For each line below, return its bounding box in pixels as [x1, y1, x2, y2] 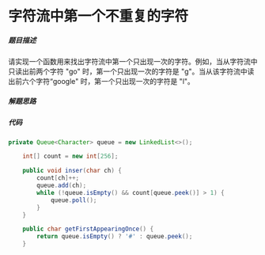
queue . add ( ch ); [36, 181, 87, 189]
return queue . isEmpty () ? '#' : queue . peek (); [36, 233, 193, 241]
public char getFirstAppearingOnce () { [22, 225, 154, 234]
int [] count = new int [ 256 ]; [22, 152, 119, 161]
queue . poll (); [50, 196, 97, 204]
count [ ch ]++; [36, 174, 80, 182]
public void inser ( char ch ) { [22, 167, 123, 175]
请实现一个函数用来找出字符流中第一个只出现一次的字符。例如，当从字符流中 [8, 57, 258, 67]
